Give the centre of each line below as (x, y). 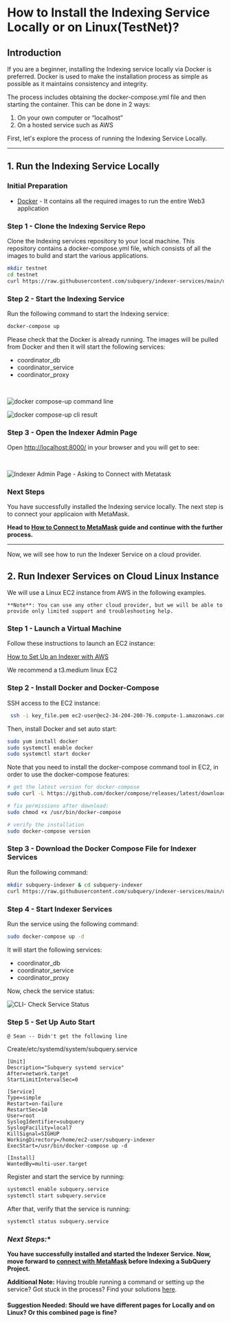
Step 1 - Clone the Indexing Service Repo (76, 226)
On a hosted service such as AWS (65, 125)
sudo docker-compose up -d (46, 937)
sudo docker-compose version (49, 831)
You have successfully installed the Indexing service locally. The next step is (115, 507)
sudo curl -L (26, 794)
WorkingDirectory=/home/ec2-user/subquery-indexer (81, 1140)
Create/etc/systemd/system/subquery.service (72, 1049)
